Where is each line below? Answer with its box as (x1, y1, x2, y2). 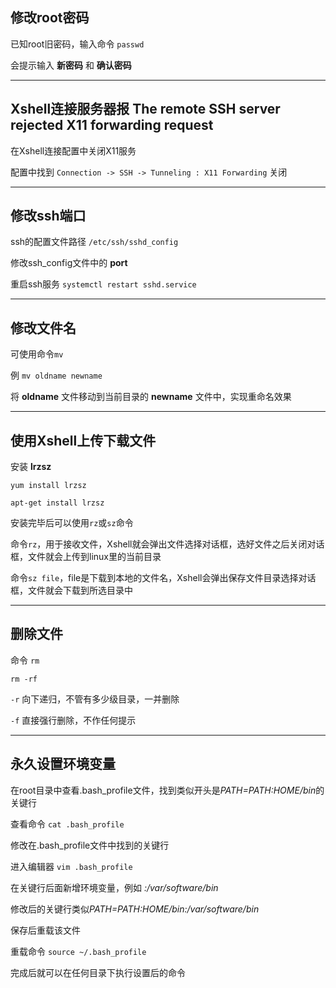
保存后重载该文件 (10, 924, 81, 936)
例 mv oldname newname (10, 369, 103, 382)
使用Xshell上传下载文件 (10, 432, 157, 449)
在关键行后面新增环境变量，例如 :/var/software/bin (10, 881, 219, 893)
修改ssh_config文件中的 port (10, 257, 128, 269)
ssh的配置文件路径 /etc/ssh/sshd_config (10, 236, 179, 248)
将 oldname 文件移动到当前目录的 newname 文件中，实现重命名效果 (10, 391, 292, 403)
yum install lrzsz (10, 481, 87, 491)
